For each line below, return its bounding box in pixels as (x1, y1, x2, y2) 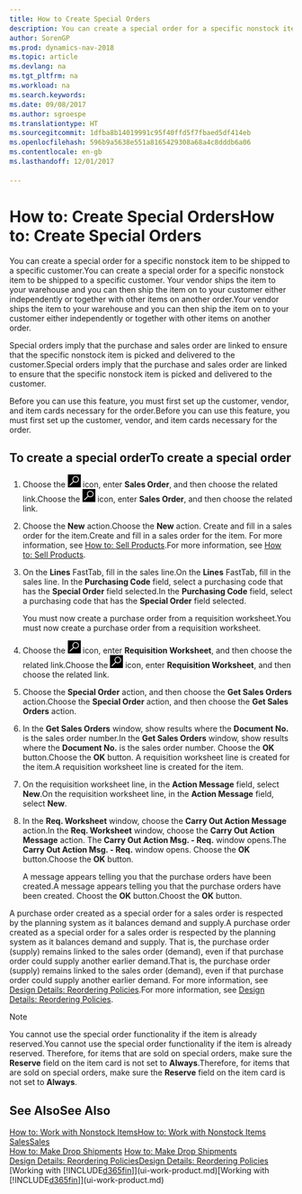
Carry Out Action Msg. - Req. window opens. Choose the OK (22, 845, 251, 855)
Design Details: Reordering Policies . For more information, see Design (9, 984, 265, 995)
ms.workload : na (9, 81, 70, 90)
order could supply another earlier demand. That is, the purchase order (9, 955, 271, 967)
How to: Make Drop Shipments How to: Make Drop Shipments (9, 1146, 237, 1157)
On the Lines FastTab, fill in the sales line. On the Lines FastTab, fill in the (22, 567, 291, 578)
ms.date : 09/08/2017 (9, 100, 87, 109)
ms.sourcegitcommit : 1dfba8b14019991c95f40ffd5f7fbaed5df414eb (9, 129, 252, 138)
